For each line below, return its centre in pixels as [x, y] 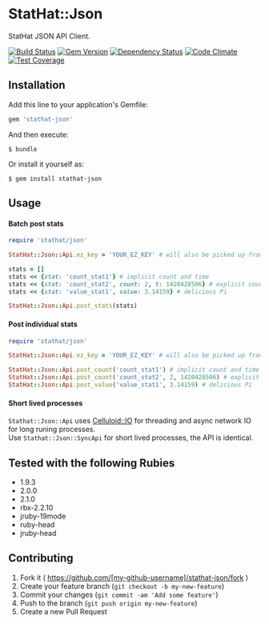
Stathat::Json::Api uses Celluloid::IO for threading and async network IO [130, 421]
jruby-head [38, 533]
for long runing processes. [52, 430]
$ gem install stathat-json [55, 178]
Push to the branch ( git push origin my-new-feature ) [108, 603]
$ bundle [23, 149]
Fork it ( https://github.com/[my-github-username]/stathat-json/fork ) [134, 578]
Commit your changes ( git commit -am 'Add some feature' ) [119, 594]
